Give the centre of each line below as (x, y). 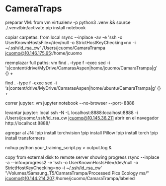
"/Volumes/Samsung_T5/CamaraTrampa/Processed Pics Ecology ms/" (77, 173)
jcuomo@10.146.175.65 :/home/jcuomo (44, 53)
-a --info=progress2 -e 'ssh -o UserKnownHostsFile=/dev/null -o (72, 162)
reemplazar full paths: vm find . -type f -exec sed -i (58, 62)
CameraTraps (34, 9)
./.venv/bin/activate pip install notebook (45, 27)
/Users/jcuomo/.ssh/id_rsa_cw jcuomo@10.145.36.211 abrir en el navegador (82, 118)
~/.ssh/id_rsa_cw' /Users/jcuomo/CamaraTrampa (55, 48)
